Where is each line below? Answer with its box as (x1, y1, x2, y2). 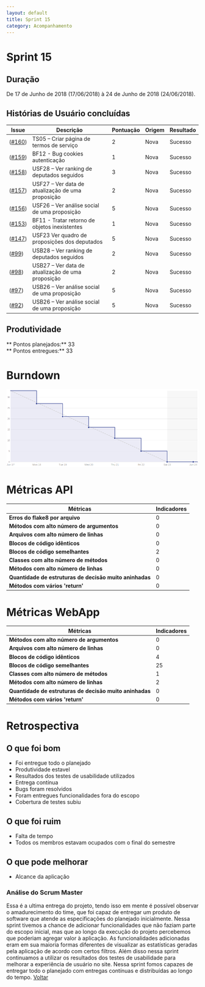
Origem (145, 126, 165, 133)
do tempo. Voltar (6, 974, 49, 981)
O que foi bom (6, 743, 61, 753)
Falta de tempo (15, 833, 54, 840)
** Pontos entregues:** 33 (6, 347, 73, 355)
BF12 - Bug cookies (32, 150, 84, 157)
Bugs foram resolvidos (15, 786, 72, 793)
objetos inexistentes (32, 223, 83, 231)
